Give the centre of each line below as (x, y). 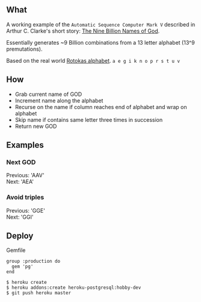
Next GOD (21, 162)
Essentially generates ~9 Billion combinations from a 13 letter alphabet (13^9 (100, 42)
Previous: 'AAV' (25, 175)
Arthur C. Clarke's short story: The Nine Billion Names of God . (83, 31)
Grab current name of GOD (48, 94)
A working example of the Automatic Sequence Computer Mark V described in (101, 24)
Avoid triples (25, 197)
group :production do (33, 262)
